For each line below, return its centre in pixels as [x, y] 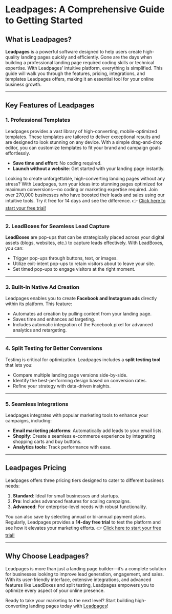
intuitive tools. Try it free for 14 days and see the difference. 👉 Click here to [85, 200]
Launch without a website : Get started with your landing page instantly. [89, 169]
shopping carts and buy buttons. [47, 441]
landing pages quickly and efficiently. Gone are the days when [87, 57]
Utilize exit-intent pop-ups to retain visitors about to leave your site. [84, 264]
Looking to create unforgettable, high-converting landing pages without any [85, 178]
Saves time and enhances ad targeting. [54, 319]
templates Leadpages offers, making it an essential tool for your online [80, 79]
